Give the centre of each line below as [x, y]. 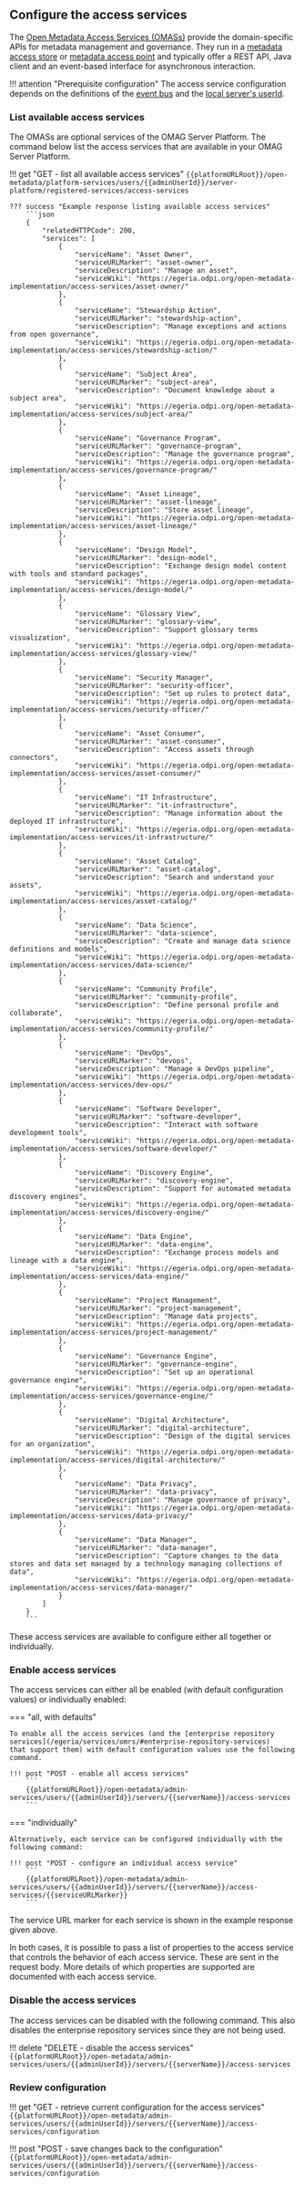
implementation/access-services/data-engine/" [99, 1276]
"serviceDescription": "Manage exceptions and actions [180, 327]
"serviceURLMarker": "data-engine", [144, 1245]
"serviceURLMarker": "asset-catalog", [148, 870]
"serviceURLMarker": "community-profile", [156, 997]
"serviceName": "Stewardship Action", [148, 311]
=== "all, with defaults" [53, 1717]
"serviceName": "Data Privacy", [136, 1484]
